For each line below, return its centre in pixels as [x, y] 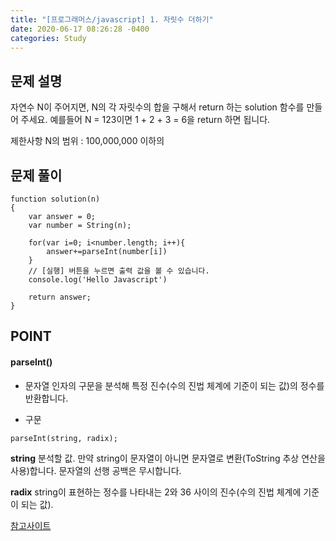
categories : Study [48, 38]
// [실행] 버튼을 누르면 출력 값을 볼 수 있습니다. [119, 271]
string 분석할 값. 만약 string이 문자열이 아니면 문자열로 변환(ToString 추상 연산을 [168, 458]
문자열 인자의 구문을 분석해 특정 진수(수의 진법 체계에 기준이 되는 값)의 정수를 [174, 385]
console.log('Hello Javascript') [98, 280]
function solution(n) [55, 199]
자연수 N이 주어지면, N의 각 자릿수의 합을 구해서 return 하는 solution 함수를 [157, 107]
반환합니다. [46, 398]
